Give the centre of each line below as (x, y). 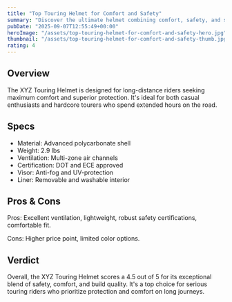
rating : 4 (21, 46)
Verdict (23, 260)
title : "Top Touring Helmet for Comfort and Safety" (85, 13)
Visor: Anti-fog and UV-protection (65, 172)
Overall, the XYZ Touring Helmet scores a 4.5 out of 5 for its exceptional (109, 277)
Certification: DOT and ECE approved (70, 165)
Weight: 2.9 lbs (39, 150)
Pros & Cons (34, 202)
